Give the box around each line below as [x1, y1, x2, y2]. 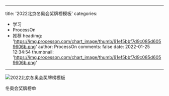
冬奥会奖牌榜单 [5, 85, 36, 91]
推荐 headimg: [12, 33, 43, 38]
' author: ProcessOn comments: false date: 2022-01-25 [35, 43, 150, 49]
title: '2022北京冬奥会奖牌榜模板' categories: [5, 10, 98, 16]
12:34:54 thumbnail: [12, 49, 54, 55]
